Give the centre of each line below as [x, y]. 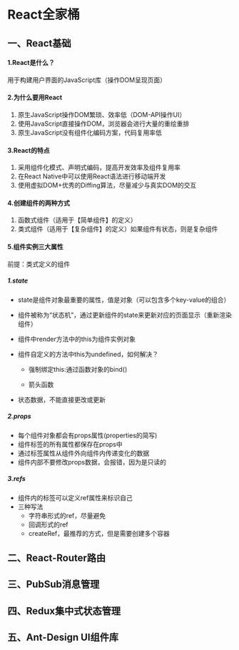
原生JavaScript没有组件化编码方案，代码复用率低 [90, 132]
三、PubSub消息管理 [54, 585]
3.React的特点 [29, 150]
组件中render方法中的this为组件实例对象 [76, 339]
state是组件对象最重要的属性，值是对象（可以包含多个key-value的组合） [124, 300]
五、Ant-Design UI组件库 [63, 638]
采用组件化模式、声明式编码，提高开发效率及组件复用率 [99, 168]
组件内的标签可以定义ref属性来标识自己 [75, 497]
